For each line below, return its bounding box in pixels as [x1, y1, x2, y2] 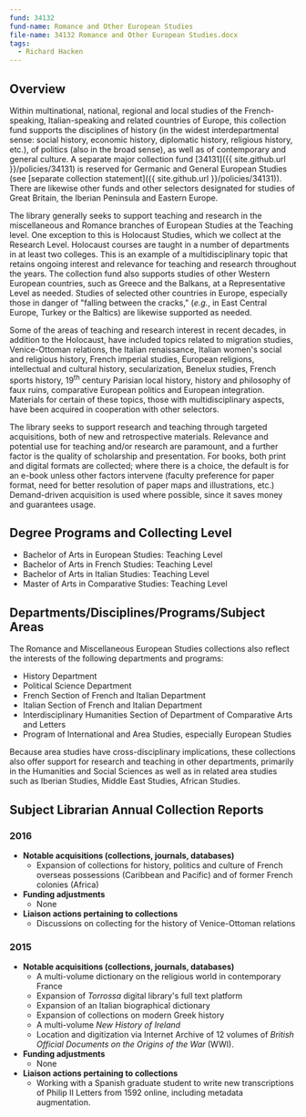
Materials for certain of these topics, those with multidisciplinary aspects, [9, 394, 285, 405]
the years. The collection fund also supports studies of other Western [9, 268, 270, 279]
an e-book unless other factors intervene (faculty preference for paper [9, 470, 275, 481]
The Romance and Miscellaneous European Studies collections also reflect [9, 644, 290, 655]
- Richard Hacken [17, 47, 84, 57]
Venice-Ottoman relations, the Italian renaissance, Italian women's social [9, 344, 282, 355]
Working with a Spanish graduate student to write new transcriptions [36, 1078, 294, 1089]
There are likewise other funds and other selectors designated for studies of [9, 182, 296, 193]
